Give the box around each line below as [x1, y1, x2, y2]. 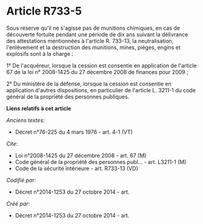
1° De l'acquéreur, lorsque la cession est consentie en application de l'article [6, 62, 197, 69]
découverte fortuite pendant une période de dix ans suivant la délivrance [6, 30, 188, 38]
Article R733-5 [6, 4, 82, 18]
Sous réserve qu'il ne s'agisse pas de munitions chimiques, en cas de [6, 24, 181, 32]
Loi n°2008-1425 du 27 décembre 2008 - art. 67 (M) [15, 152, 147, 159]
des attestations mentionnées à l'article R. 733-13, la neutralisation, [6, 37, 174, 44]
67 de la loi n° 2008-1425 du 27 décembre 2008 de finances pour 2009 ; [6, 68, 189, 75]
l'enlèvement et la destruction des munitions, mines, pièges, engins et [6, 44, 181, 51]
